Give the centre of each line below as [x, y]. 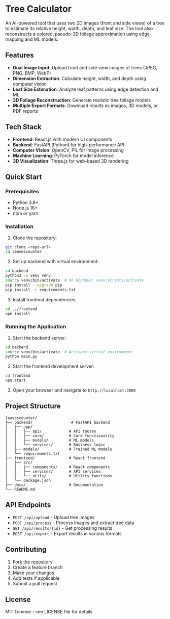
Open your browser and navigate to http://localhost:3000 [74, 390]
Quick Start [24, 177]
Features [20, 55]
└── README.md [20, 489]
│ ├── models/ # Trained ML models [59, 449]
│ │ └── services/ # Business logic [55, 445]
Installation [20, 226]
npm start [16, 380]
